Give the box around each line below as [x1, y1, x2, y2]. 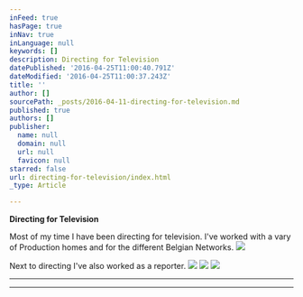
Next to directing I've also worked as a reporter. [9, 261, 187, 272]
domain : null [17, 139, 67, 148]
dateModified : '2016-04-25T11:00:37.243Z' [9, 72, 171, 81]
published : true [9, 106, 70, 115]
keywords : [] [9, 47, 59, 56]
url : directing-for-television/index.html [9, 172, 171, 181]
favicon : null [17, 155, 70, 165]
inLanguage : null [9, 38, 75, 48]
